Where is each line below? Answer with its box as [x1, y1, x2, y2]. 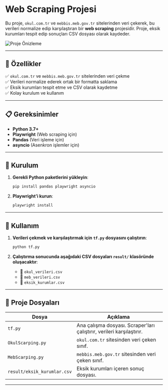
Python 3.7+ [12, 126, 39, 132]
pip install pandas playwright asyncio [12, 184, 96, 189]
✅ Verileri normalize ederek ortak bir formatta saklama [5, 79, 117, 85]
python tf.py [12, 244, 40, 249]
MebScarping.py [7, 354, 44, 360]
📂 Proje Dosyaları [5, 298, 60, 307]
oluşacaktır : [12, 259, 38, 265]
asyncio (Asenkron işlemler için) [12, 142, 79, 148]
